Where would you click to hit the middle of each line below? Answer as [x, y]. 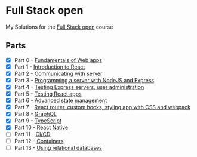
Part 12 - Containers [39, 141]
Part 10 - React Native [41, 127]
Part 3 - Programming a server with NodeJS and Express [84, 80]
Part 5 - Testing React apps [48, 94]
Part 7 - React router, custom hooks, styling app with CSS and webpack [102, 107]
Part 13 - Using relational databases [58, 147]
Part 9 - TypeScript [38, 121]
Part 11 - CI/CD [32, 134]
